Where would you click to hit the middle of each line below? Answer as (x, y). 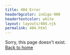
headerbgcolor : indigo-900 (33, 14)
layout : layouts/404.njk (31, 24)
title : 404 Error (23, 10)
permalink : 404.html (26, 28)
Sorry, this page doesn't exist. (35, 42)
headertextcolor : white (30, 19)
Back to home (19, 48)
